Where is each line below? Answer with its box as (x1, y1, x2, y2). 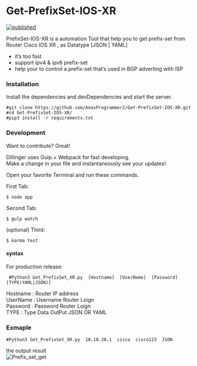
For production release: (6, 263, 63, 270)
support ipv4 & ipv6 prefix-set (14, 59, 88, 66)
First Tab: (6, 183, 29, 190)
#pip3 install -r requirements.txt (6, 115, 94, 121)
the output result (6, 347, 47, 354)
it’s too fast (14, 52, 42, 60)
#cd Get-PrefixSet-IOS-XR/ (6, 110, 73, 116)
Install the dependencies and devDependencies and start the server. (6, 93, 173, 101)
